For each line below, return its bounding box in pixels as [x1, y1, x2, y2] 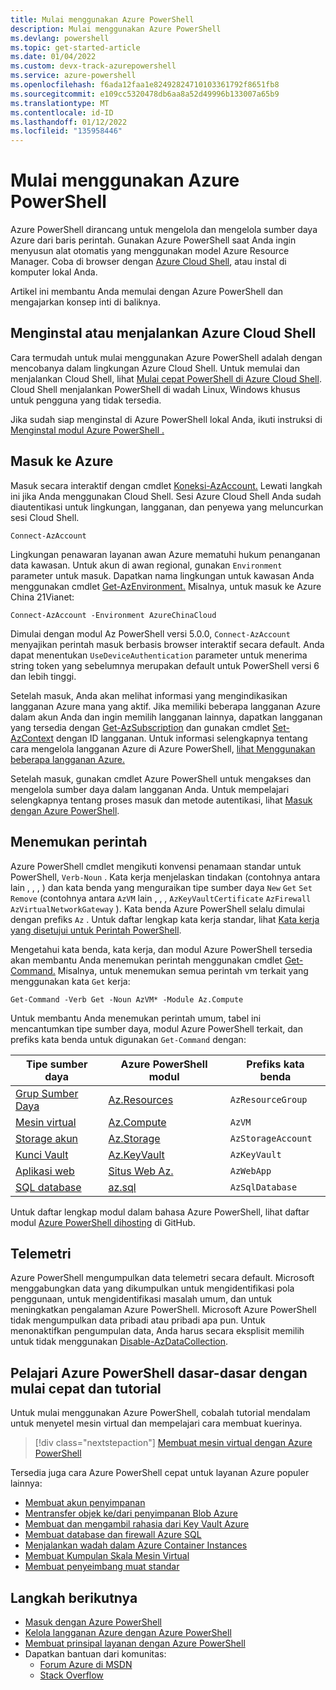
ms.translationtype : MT [10, 98, 110, 108]
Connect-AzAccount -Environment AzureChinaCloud [10, 610, 217, 620]
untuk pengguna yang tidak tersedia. [10, 394, 162, 406]
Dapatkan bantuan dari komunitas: [24, 1647, 167, 1660]
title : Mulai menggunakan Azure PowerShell [10, 14, 195, 25]
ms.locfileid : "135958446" [10, 126, 123, 136]
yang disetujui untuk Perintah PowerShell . [10, 924, 182, 936]
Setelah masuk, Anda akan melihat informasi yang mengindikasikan [10, 689, 288, 701]
